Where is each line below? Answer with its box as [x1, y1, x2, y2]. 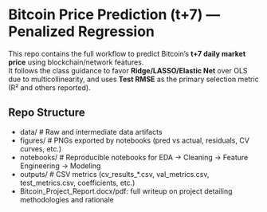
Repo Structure [8, 106, 85, 120]
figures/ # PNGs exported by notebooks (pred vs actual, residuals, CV [19, 135, 249, 145]
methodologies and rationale [19, 194, 114, 204]
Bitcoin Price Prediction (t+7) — [8, 6, 221, 24]
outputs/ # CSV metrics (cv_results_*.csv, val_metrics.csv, [19, 169, 210, 179]
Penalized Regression [8, 22, 155, 41]
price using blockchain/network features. [8, 57, 144, 67]
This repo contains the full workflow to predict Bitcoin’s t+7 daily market [8, 49, 246, 58]
